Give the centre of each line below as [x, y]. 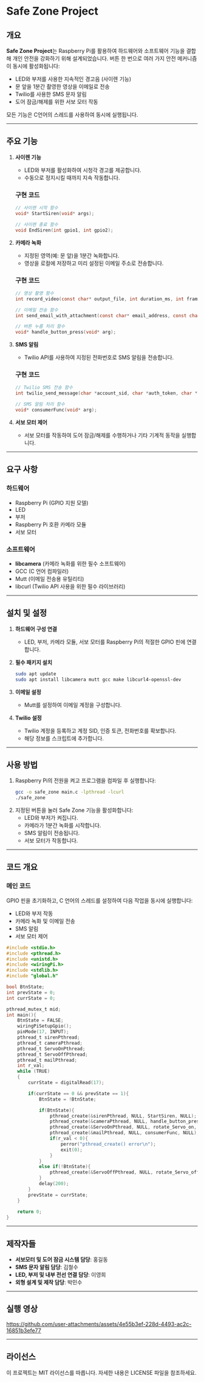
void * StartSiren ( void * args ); [55, 213]
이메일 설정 [28, 692]
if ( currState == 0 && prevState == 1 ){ [79, 1093]
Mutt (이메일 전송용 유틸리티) [49, 579]
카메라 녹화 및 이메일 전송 [45, 921]
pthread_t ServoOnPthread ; [51, 1049]
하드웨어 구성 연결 [36, 629]
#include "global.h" [32, 976]
